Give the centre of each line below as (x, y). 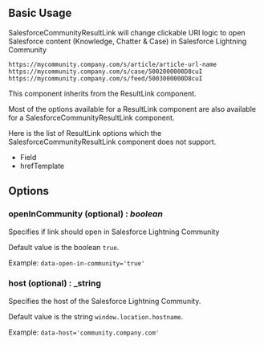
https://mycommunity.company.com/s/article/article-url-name (113, 64)
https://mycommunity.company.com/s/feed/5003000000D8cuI (106, 78)
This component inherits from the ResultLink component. (102, 93)
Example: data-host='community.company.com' (84, 332)
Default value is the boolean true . (64, 247)
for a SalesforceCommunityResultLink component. (91, 117)
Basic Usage (40, 13)
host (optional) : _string (55, 283)
